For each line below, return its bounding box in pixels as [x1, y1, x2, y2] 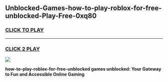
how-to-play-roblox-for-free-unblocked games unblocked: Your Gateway [5, 66, 161, 72]
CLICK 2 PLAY [5, 45, 40, 52]
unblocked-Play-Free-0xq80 [5, 12, 97, 20]
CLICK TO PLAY [5, 27, 44, 34]
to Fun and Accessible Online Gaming [5, 71, 85, 77]
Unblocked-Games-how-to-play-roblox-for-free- [5, 4, 162, 12]
